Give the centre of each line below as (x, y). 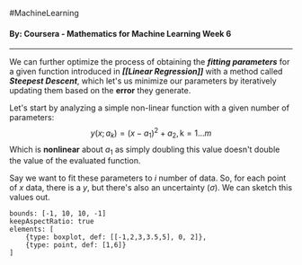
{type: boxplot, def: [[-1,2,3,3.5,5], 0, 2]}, (116, 237)
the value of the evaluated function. (75, 161)
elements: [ (31, 230)
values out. (30, 198)
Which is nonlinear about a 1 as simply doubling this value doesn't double (145, 150)
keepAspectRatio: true (52, 222)
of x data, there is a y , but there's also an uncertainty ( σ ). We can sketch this (151, 188)
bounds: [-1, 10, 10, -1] (58, 214)
